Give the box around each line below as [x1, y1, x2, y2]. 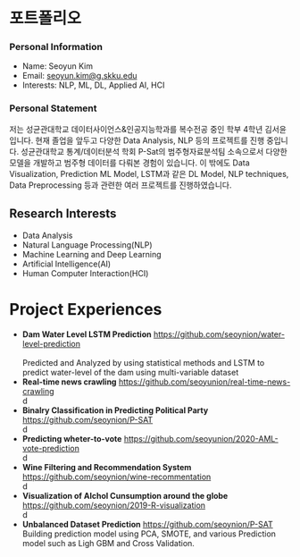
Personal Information [9, 41, 103, 54]
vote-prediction [21, 443, 80, 453]
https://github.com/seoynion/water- [153, 328, 286, 340]
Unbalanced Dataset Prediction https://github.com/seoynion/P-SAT [21, 519, 274, 529]
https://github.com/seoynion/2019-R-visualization [21, 500, 206, 511]
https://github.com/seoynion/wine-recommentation [21, 471, 212, 482]
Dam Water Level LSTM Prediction [21, 328, 152, 340]
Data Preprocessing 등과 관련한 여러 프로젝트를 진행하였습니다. [9, 180, 232, 190]
